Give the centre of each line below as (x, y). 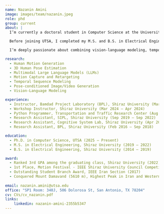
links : (12, 199)
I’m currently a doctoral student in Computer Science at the (74, 32)
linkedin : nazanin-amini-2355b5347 (50, 204)
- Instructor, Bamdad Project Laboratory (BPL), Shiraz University (80, 104)
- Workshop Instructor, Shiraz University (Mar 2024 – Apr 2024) (77, 109)
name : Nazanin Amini (26, 10)
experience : (17, 99)
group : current (20, 23)
